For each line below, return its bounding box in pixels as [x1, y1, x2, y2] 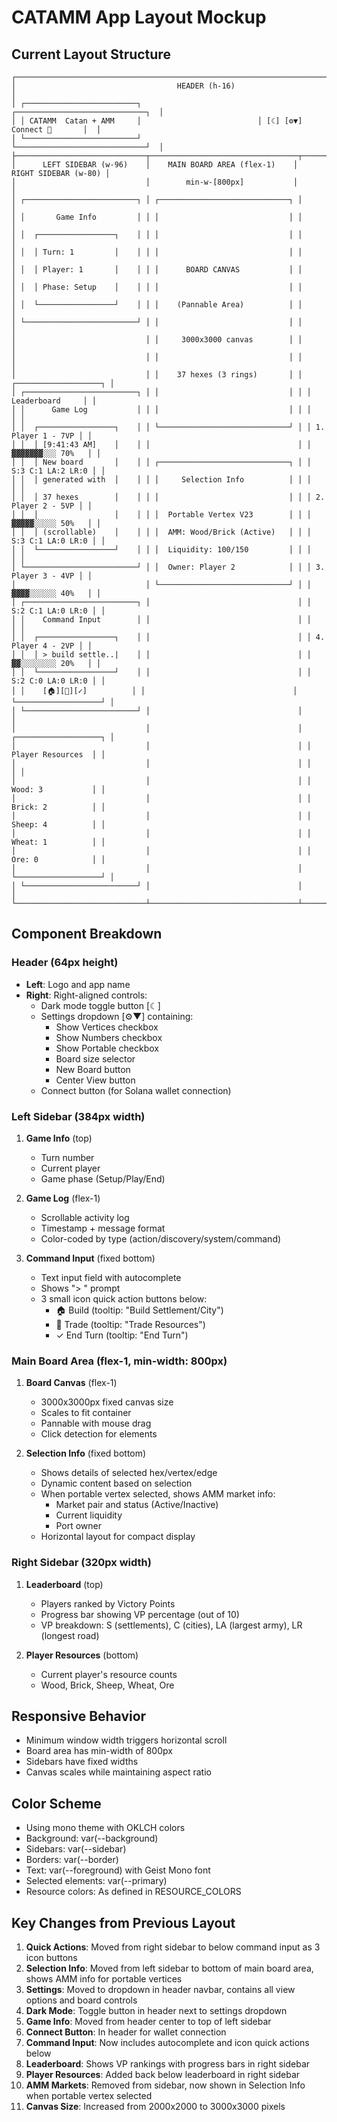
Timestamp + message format [40, 1222, 166, 1234]
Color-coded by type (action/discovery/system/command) [40, 1232, 282, 1245]
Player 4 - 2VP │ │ [11, 641, 93, 651]
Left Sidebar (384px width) [11, 1109, 146, 1123]
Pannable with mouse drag [40, 1417, 152, 1430]
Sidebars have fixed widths [25, 1756, 139, 1768]
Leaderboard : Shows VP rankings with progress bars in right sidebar [25, 2058, 311, 2070]
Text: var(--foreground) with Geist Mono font [25, 1864, 211, 1876]
